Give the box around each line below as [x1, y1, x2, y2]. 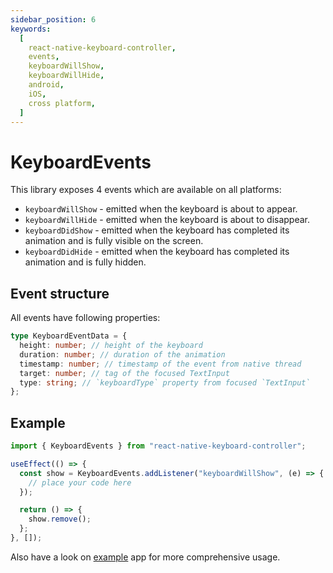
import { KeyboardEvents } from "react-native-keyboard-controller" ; [10, 441, 307, 451]
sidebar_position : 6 [10, 14, 97, 25]
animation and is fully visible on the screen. [24, 235, 204, 247]
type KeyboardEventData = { [10, 331, 128, 341]
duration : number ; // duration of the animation [19, 349, 226, 360]
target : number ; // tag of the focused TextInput [19, 368, 230, 378]
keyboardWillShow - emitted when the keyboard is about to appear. [24, 203, 298, 215]
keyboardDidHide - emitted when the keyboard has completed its [24, 246, 290, 258]
